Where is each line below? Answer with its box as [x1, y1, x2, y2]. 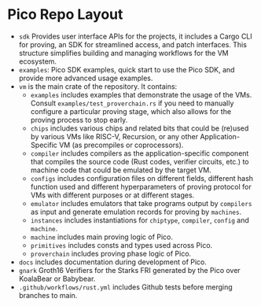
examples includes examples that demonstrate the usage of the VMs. [30, 90, 252, 99]
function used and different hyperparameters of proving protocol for [30, 182, 252, 191]
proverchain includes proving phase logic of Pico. [30, 249, 192, 258]
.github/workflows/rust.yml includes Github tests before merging [18, 282, 233, 292]
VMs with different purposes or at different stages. [30, 190, 195, 200]
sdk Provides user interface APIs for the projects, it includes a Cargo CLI [18, 31, 252, 41]
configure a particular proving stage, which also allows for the [30, 106, 232, 116]
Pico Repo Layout [7, 6, 123, 24]
